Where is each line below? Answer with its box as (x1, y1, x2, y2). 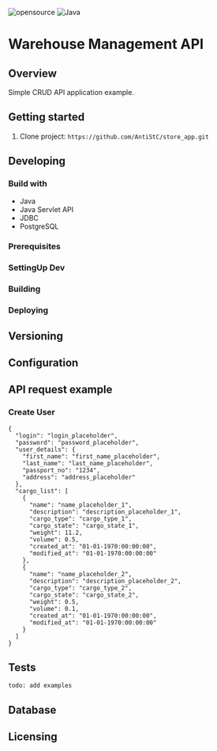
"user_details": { (15, 446, 77, 453)
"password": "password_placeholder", (15, 438, 140, 446)
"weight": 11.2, (28, 529, 83, 537)
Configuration (8, 356, 79, 370)
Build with (8, 178, 47, 189)
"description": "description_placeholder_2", (28, 577, 181, 585)
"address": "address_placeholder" (22, 473, 136, 481)
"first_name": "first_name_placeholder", (22, 452, 160, 461)
